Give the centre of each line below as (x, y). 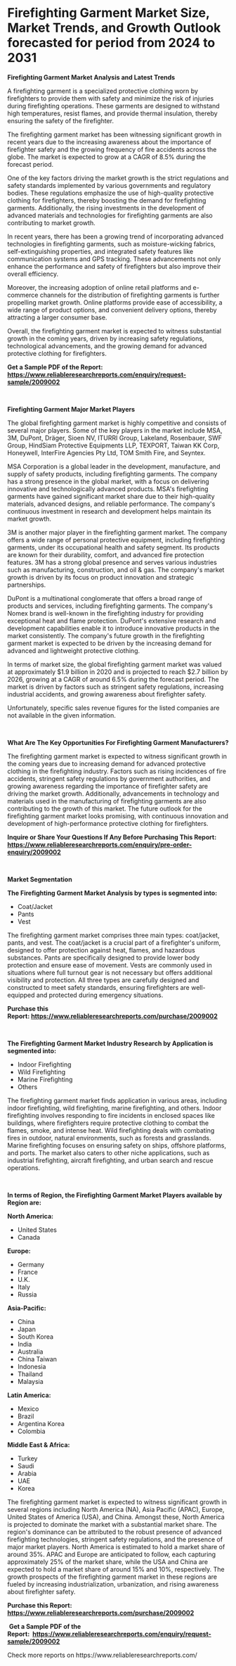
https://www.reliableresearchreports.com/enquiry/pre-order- (100, 844)
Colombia (31, 1431)
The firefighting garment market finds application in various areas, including (117, 1100)
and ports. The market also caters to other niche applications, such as (109, 1152)
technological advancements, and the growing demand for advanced (107, 345)
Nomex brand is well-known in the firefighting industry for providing (105, 613)
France (28, 1272)
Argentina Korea (41, 1423)
